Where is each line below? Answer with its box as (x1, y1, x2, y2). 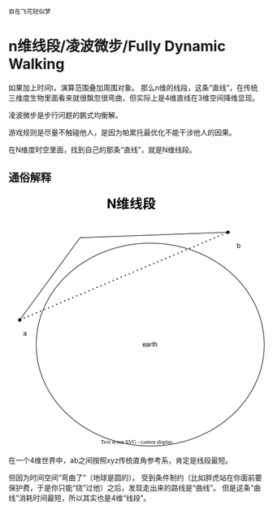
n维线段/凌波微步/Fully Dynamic (8, 37, 226, 55)
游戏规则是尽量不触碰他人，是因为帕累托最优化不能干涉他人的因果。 (8, 127, 236, 137)
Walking (8, 55, 65, 73)
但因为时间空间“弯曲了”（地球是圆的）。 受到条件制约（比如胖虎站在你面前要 (8, 473, 262, 482)
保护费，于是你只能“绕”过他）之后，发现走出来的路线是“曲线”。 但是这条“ (8, 483, 254, 493)
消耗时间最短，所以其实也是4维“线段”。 (19, 493, 151, 503)
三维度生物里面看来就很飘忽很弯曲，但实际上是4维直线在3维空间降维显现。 (8, 93, 260, 102)
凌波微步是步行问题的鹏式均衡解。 (8, 110, 123, 120)
